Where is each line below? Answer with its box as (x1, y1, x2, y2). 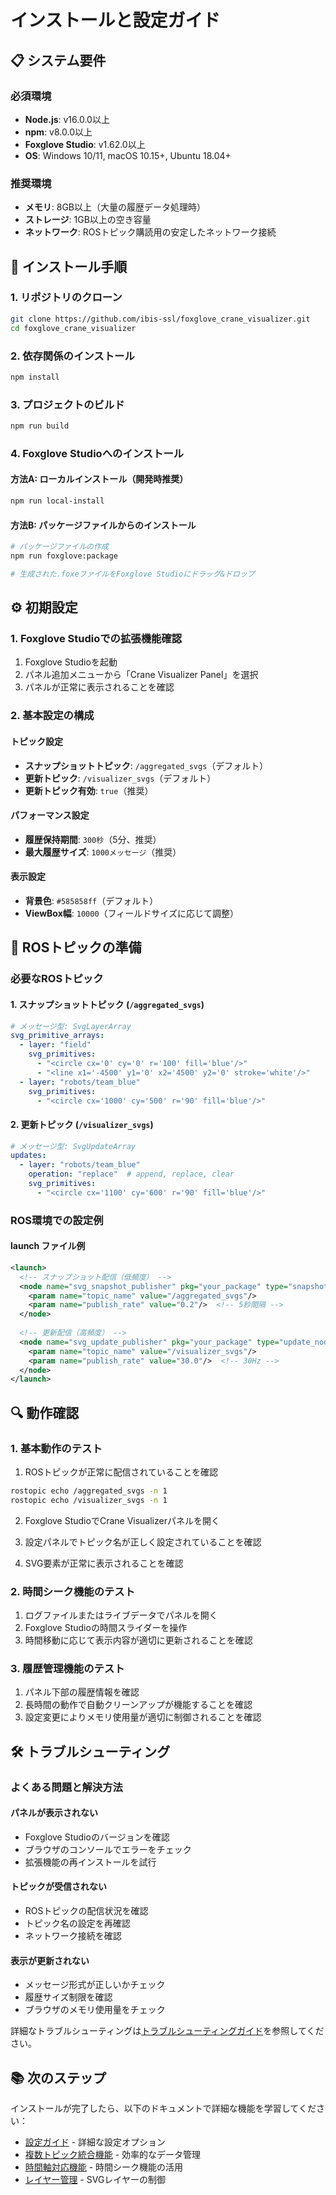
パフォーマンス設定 (10, 809, 90, 821)
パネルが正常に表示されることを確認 (24, 681, 175, 693)
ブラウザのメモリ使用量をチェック (24, 2004, 166, 2016)
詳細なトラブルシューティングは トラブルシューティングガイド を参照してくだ (10, 2025, 325, 2037)
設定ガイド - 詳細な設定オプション (24, 2136, 167, 2148)
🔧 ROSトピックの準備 (10, 939, 142, 956)
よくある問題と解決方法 (10, 1780, 123, 1794)
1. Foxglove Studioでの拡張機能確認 (10, 632, 183, 646)
